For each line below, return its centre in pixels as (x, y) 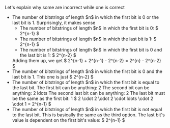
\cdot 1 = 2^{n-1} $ (32, 104)
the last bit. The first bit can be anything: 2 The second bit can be (81, 88)
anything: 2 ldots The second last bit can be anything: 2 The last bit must (89, 93)
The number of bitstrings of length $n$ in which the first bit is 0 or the (85, 17)
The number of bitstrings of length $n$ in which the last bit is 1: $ (88, 39)
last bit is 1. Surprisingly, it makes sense (54, 23)
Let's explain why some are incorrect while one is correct (65, 7)
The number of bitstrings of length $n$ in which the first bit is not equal (87, 109)
